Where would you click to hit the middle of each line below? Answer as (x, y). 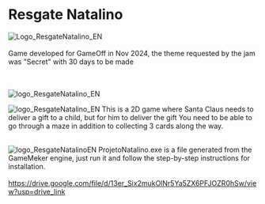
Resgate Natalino (66, 15)
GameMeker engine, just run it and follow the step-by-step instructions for (129, 158)
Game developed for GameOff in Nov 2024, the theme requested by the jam (132, 53)
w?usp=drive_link (37, 191)
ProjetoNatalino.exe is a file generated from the (175, 149)
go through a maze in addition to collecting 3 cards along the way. (116, 126)
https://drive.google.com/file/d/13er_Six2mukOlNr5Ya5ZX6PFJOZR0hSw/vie (132, 183)
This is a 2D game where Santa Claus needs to (178, 109)
